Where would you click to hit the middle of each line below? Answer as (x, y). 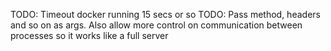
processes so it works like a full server (89, 35)
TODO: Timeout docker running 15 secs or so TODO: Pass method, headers (165, 14)
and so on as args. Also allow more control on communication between (156, 25)
